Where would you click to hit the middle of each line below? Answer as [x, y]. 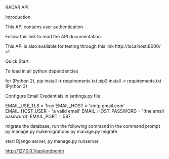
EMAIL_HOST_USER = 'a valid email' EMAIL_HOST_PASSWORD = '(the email [85, 111]
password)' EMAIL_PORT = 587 [38, 116]
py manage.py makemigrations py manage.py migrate [61, 131]
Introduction [18, 17]
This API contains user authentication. [45, 27]
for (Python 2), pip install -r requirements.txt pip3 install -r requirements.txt [83, 81]
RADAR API [17, 7]
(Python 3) [16, 86]
